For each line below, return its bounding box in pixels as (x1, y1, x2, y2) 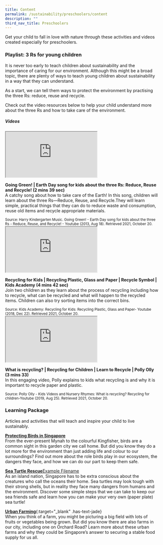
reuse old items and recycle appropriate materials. (5, 207, 106, 213)
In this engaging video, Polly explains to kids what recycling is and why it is (5, 377, 156, 383)
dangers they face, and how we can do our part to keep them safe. (5, 458, 139, 464)
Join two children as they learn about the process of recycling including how (5, 287, 159, 293)
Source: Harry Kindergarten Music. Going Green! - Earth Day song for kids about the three (5, 217, 156, 222)
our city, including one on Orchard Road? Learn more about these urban (5, 524, 149, 530)
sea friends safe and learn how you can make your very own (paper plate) (5, 494, 153, 500)
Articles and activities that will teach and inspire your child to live (5, 418, 135, 424)
